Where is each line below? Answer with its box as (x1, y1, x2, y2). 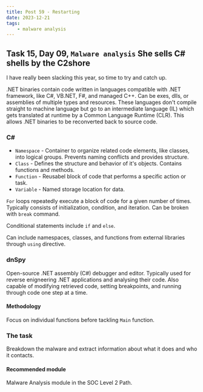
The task (6, 331, 33, 340)
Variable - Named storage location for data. (15, 186, 125, 193)
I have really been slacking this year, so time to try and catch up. (6, 74, 167, 81)
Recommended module (6, 365, 67, 373)
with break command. (6, 210, 61, 218)
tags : (6, 20, 20, 26)
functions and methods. (15, 167, 75, 174)
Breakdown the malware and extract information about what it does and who (6, 345, 198, 352)
